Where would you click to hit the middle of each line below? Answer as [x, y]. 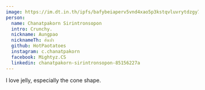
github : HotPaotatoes [39, 46]
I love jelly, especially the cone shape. [54, 80]
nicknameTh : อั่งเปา [33, 40]
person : [16, 18]
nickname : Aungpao [35, 35]
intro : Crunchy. [32, 29]
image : [14, 12]
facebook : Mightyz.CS [39, 57]
